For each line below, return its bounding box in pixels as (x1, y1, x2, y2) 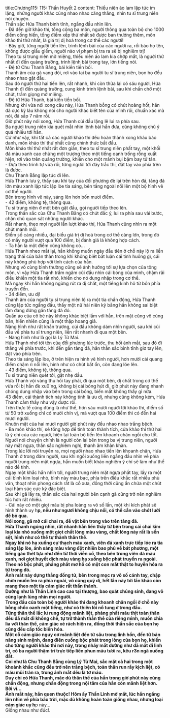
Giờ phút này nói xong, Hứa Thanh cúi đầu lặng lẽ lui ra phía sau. (5, 118, 141, 124)
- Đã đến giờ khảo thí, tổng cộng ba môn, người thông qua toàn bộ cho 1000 (5, 26, 164, 33)
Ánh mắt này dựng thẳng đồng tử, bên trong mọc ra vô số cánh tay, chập (5, 572, 161, 578)
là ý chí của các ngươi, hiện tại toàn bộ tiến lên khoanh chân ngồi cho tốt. (5, 432, 158, 437)
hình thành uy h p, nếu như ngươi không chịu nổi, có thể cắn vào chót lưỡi (5, 507, 160, 513)
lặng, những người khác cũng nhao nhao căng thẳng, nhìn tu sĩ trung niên (5, 10, 159, 16)
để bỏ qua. (5, 513, 28, 519)
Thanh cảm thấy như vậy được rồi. (5, 399, 77, 405)
